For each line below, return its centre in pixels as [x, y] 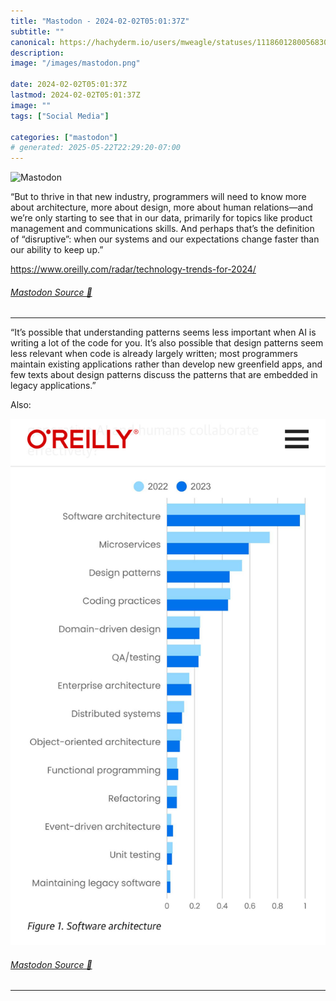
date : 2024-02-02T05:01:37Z [69, 85]
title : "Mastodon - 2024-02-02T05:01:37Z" [100, 21]
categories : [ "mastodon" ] [64, 137]
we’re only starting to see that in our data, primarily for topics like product [161, 218]
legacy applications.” [53, 386]
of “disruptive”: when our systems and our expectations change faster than [165, 239]
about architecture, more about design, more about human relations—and [162, 207]
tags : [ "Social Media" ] [60, 116]
